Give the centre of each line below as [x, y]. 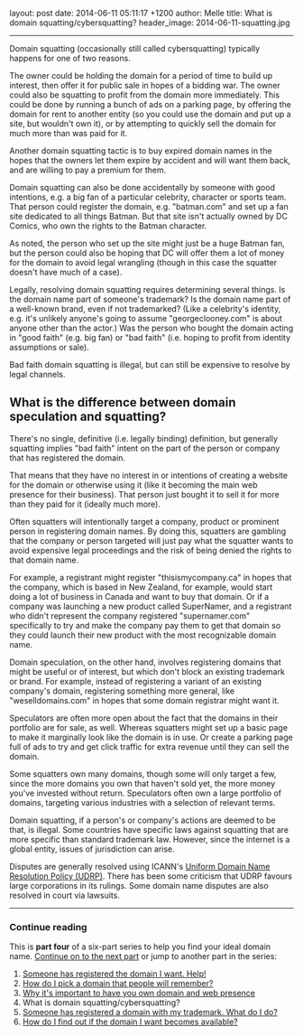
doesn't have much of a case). [66, 272]
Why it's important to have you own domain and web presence [138, 993]
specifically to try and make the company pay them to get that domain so [145, 625]
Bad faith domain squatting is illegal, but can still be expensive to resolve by [150, 364]
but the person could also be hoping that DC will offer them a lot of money [147, 253]
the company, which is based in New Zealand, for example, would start [141, 587]
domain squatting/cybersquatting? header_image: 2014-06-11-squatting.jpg [150, 23]
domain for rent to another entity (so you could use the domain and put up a [150, 114]
